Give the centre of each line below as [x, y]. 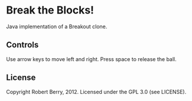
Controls [22, 45]
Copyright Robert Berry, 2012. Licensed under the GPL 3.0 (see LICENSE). [96, 92]
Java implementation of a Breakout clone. [57, 26]
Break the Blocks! [50, 10]
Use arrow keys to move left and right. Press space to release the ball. [92, 59]
